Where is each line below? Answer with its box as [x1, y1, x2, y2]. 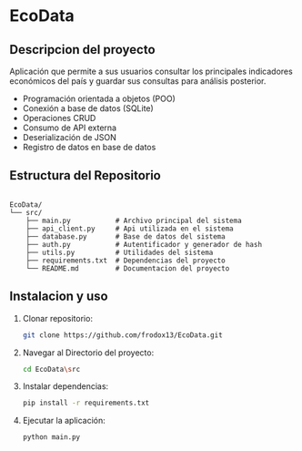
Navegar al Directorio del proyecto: [22, 347, 155, 358]
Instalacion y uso [9, 289, 108, 304]
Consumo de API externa [22, 122, 116, 133]
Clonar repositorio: [22, 313, 94, 323]
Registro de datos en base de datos [22, 142, 156, 152]
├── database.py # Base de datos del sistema [25, 231, 226, 241]
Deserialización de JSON [22, 132, 116, 142]
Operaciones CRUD [22, 113, 96, 123]
